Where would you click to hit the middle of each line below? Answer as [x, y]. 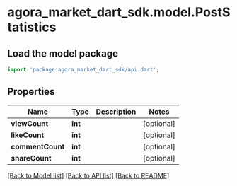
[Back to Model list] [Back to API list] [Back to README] [88, 175]
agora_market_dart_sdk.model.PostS [119, 12]
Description [116, 112]
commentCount [38, 146]
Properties [31, 92]
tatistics [32, 27]
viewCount [30, 123]
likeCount [28, 135]
